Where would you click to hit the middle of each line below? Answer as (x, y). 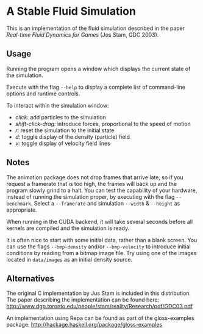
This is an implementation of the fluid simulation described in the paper (96, 28)
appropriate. (22, 210)
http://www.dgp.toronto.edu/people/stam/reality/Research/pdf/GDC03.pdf (100, 306)
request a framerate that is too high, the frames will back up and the (92, 184)
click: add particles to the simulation (61, 117)
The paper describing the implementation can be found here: (83, 300)
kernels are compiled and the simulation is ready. (68, 228)
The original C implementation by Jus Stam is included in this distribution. (98, 293)
